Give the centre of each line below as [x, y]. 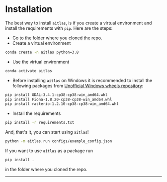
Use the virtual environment [41, 62]
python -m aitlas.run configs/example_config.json [59, 141]
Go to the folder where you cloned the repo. [57, 38]
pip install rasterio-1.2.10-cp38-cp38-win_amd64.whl [62, 104]
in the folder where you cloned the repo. [46, 169]
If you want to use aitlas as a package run [49, 151]
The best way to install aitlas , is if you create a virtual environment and [79, 23]
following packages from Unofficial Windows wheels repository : [78, 86]
